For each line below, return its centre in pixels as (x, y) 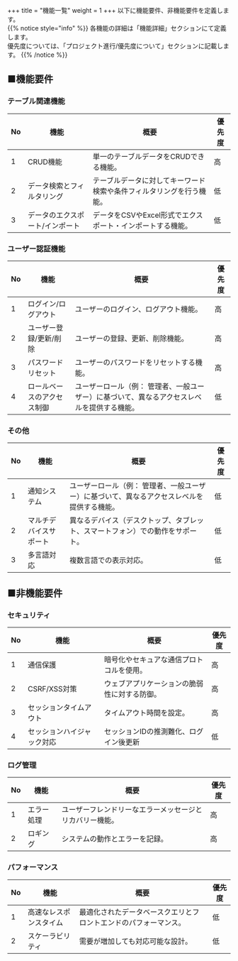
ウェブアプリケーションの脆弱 (154, 683)
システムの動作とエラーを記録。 (114, 839)
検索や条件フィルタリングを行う (146, 191)
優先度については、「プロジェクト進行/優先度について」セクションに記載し (115, 46)
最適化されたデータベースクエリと (136, 912)
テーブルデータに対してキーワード (149, 180)
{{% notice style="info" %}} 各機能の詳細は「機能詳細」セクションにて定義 (117, 28)
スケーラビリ (49, 935)
